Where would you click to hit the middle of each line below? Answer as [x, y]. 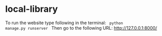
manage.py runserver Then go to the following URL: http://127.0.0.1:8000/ [81, 28]
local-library [32, 9]
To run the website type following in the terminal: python [64, 23]
